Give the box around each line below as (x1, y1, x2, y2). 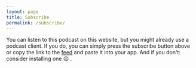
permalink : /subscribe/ (6, 20, 66, 26)
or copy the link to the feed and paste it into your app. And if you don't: (6, 49, 181, 56)
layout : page (6, 8, 39, 15)
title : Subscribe (6, 14, 50, 20)
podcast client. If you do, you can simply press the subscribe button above (6, 42, 190, 50)
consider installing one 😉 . (6, 55, 72, 63)
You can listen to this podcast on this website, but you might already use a (6, 36, 189, 44)
